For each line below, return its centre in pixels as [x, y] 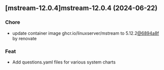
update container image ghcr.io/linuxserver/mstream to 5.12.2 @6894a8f [86, 33]
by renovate [24, 38]
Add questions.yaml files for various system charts [64, 62]
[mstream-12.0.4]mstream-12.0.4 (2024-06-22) [81, 8]
